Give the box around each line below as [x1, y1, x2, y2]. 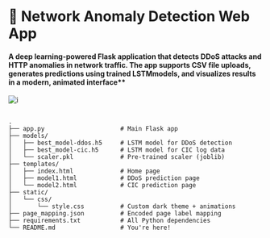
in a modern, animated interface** [8, 77, 127, 87]
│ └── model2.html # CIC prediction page [8, 182, 197, 190]
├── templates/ [8, 161, 60, 169]
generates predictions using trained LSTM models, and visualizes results [8, 69, 256, 78]
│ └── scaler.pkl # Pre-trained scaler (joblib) [8, 153, 226, 161]
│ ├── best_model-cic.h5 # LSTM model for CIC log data [8, 146, 226, 154]
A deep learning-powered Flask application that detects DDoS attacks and [8, 52, 262, 61]
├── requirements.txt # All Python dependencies [8, 217, 211, 225]
